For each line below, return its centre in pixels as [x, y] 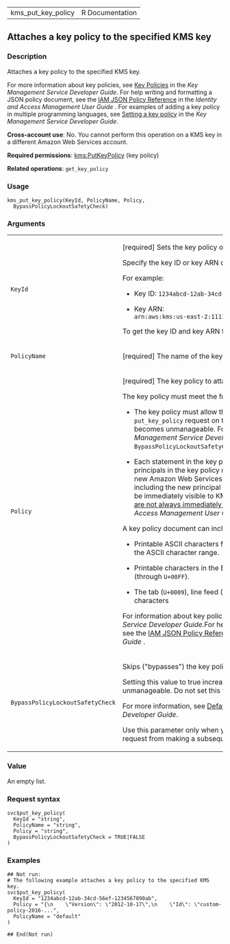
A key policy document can [166, 529]
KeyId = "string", [40, 819]
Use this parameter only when [170, 730]
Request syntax [34, 799]
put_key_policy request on [177, 421]
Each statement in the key [176, 462]
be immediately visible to [174, 496]
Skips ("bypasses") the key [166, 667]
